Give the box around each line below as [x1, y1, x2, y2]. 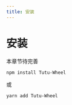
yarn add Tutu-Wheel [6, 93, 59, 99]
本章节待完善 [6, 58, 38, 65]
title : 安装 [6, 8, 34, 15]
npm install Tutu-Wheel [6, 70, 67, 76]
